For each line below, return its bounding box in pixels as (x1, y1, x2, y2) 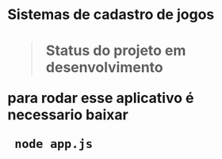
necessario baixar (7, 106, 128, 124)
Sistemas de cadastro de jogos (7, 6, 215, 24)
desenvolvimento (45, 59, 163, 77)
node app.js (14, 137, 93, 152)
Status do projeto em (45, 42, 186, 60)
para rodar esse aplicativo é (7, 89, 194, 108)
